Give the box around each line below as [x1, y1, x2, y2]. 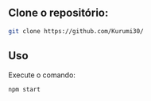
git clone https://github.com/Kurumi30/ [8, 27, 145, 35]
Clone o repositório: [8, 6, 109, 20]
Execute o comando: [8, 70, 75, 80]
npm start [8, 85, 41, 93]
